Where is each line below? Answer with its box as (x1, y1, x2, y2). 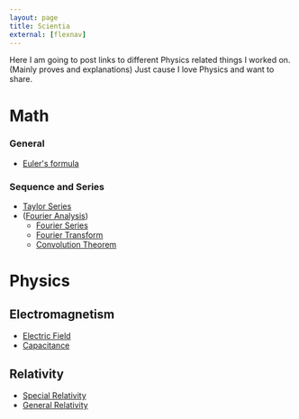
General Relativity (22, 399, 88, 410)
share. (9, 74, 33, 85)
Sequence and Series (9, 180, 105, 193)
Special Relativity (22, 389, 87, 401)
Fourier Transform (35, 230, 104, 241)
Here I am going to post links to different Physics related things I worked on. (9, 55, 291, 66)
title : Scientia (9, 22, 70, 31)
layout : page (9, 13, 59, 23)
